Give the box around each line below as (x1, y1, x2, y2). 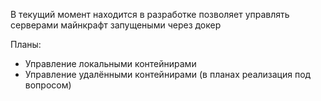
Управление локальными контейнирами (24, 58, 197, 69)
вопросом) (24, 79, 72, 91)
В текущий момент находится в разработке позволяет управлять (10, 9, 290, 20)
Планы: (10, 39, 42, 50)
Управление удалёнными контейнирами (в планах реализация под (24, 69, 312, 80)
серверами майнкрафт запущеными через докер (10, 19, 222, 31)
